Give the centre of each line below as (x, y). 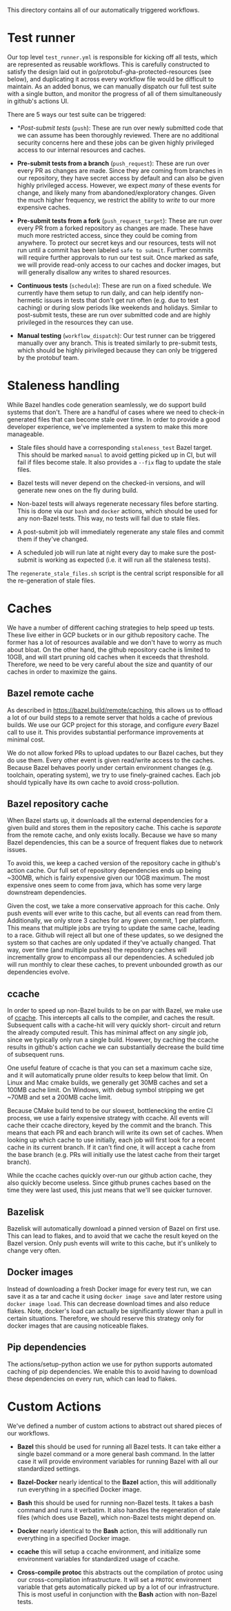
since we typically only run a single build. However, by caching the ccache (113, 1040)
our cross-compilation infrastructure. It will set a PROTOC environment (114, 1579)
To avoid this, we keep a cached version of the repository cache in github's (114, 863)
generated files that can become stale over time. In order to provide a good (114, 419)
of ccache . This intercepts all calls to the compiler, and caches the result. (111, 1018)
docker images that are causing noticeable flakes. (78, 1326)
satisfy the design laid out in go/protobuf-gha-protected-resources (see (109, 71)
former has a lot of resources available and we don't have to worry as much (114, 642)
